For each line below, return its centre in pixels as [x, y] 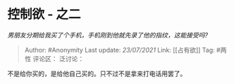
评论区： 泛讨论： [58, 58]
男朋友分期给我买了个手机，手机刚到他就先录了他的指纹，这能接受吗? [108, 35]
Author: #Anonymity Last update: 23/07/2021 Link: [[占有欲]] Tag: [119, 50]
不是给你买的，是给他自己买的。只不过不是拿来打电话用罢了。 [97, 73]
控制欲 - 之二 [44, 14]
